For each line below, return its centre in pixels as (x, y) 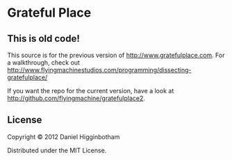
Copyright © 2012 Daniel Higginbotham (64, 136)
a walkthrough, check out (43, 63)
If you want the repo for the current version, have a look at (91, 91)
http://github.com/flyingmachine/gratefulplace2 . (76, 98)
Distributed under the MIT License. (57, 150)
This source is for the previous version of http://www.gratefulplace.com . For (116, 55)
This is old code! (43, 39)
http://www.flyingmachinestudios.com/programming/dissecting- (99, 70)
